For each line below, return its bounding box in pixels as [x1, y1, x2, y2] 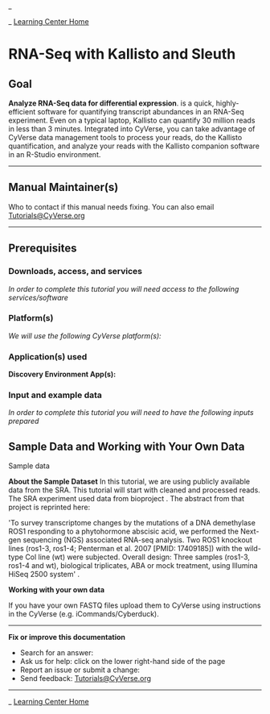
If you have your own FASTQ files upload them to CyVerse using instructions [8, 600, 261, 610]
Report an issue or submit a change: [19, 665, 141, 675]
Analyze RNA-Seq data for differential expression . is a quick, [8, 98, 215, 108]
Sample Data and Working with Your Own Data [8, 439, 245, 453]
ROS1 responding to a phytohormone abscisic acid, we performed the [8, 526, 239, 537]
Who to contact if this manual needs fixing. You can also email [8, 201, 215, 211]
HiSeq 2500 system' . [8, 570, 80, 579]
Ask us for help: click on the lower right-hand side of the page [19, 657, 226, 666]
